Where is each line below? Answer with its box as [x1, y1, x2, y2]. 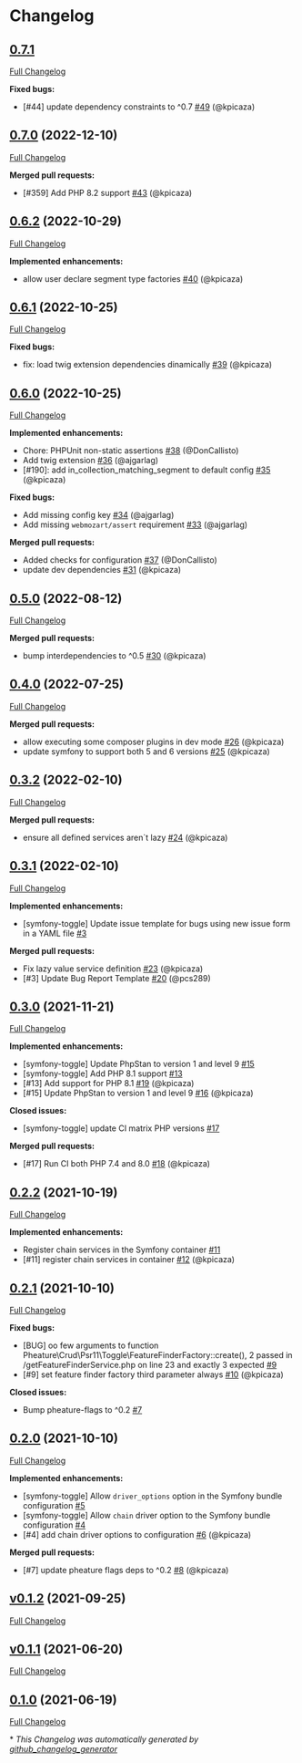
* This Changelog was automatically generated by [9, 1734, 199, 1745]
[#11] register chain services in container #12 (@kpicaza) [22, 1254, 235, 1265]
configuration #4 [22, 1519, 86, 1530]
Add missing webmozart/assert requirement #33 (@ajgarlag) [22, 519, 248, 530]
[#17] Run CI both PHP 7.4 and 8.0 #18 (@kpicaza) [22, 1158, 211, 1169]
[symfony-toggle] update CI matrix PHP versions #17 [22, 1123, 220, 1134]
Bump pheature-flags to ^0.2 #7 [22, 1404, 143, 1415]
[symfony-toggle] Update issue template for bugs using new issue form [22, 918, 291, 928]
